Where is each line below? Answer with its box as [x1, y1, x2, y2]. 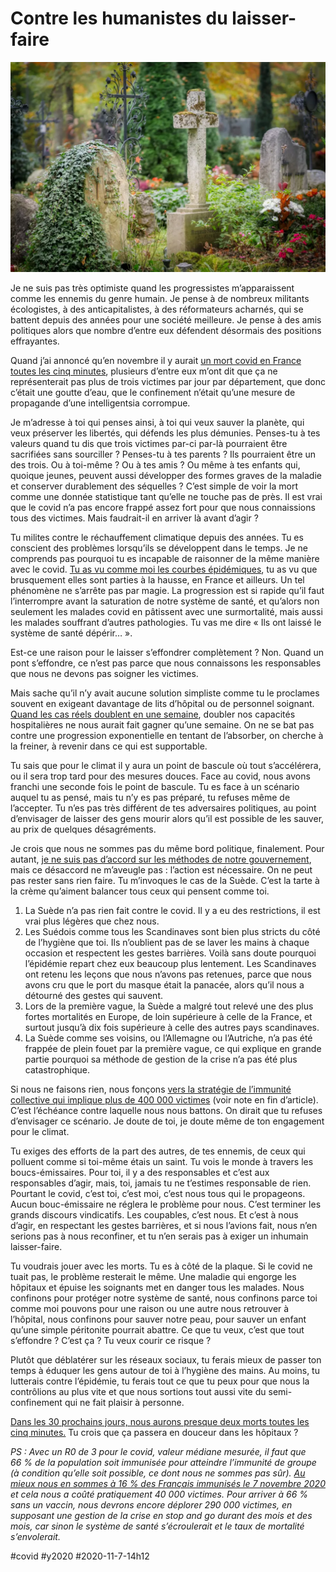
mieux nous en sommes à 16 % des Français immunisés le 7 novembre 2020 [10, 1477, 326, 1489]
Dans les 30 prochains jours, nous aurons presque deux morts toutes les [10, 1415, 310, 1427]
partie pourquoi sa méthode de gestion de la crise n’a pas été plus [24, 1053, 298, 1065]
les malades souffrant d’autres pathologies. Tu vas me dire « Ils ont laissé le [10, 616, 322, 628]
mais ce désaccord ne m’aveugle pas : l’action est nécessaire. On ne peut [10, 863, 313, 876]
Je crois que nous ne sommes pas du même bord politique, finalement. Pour [10, 842, 325, 854]
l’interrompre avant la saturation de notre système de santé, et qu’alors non [10, 595, 320, 607]
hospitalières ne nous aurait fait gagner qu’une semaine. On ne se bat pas [10, 718, 315, 731]
